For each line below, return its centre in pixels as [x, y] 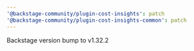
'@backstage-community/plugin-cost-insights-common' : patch [97, 20]
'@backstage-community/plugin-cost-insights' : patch [86, 14]
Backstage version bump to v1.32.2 [58, 40]
